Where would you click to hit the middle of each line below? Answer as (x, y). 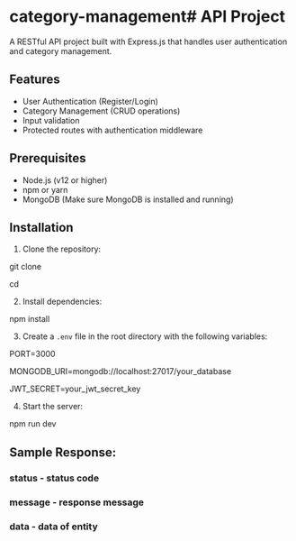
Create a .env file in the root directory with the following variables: (145, 336)
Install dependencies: (62, 302)
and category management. (61, 50)
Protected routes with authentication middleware (112, 130)
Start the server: (53, 407)
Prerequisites (48, 158)
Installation (41, 227)
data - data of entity (54, 527)
